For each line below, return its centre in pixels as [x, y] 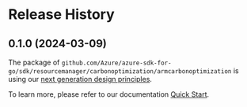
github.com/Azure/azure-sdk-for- [116, 63]
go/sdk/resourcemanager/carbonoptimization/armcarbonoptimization [120, 72]
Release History [61, 15]
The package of [34, 62]
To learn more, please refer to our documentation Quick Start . [109, 94]
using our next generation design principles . [80, 79]
